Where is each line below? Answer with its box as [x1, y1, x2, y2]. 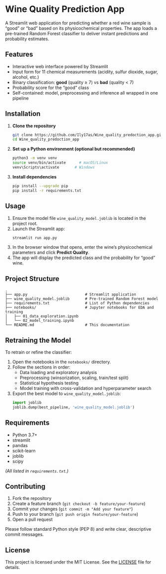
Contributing [5, 482, 46, 490]
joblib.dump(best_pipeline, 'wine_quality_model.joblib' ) [12, 404, 135, 410]
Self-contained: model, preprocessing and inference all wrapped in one [12, 90, 158, 96]
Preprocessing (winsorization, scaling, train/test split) [19, 375, 129, 381]
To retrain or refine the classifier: [5, 349, 72, 355]
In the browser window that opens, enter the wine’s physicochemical [12, 244, 153, 250]
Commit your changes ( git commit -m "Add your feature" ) [12, 506, 133, 512]
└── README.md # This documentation [5, 322, 130, 328]
